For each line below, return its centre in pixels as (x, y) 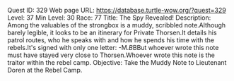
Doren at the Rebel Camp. (45, 70)
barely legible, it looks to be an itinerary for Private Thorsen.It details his (112, 32)
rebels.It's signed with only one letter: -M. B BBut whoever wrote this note (113, 48)
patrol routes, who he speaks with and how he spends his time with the (111, 40)
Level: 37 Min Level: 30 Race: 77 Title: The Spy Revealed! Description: (109, 18)
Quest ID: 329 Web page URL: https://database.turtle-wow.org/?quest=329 (117, 10)
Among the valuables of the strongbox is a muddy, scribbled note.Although (117, 25)
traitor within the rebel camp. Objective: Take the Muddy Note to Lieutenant (117, 62)
